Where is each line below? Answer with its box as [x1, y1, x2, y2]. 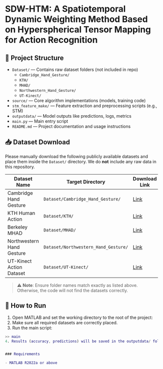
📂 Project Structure [5, 53, 64, 62]
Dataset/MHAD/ [43, 227, 76, 233]
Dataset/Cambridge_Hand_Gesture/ [43, 196, 121, 202]
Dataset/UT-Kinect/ [43, 264, 89, 270]
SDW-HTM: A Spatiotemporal [5, 3, 126, 15]
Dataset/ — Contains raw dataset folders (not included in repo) [12, 67, 138, 72]
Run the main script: [12, 325, 52, 331]
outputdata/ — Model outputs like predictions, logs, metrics [12, 113, 132, 119]
